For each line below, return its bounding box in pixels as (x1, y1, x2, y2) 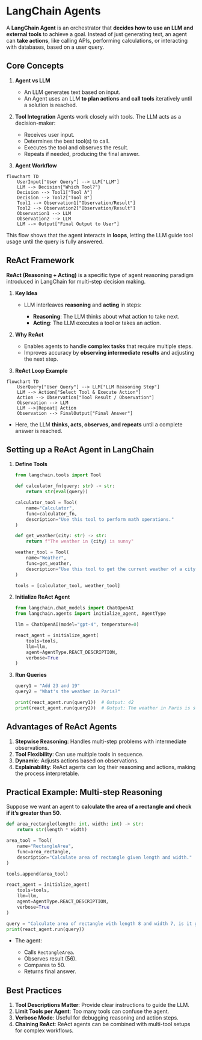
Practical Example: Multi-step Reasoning (6, 787, 162, 797)
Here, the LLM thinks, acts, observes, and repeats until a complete (14, 420, 183, 428)
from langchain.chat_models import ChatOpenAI (14, 605, 134, 611)
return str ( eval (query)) (26, 489, 88, 495)
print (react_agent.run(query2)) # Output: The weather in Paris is (14, 705, 191, 711)
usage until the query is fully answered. (6, 238, 104, 245)
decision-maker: (14, 119, 56, 126)
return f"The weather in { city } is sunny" (26, 538, 134, 544)
